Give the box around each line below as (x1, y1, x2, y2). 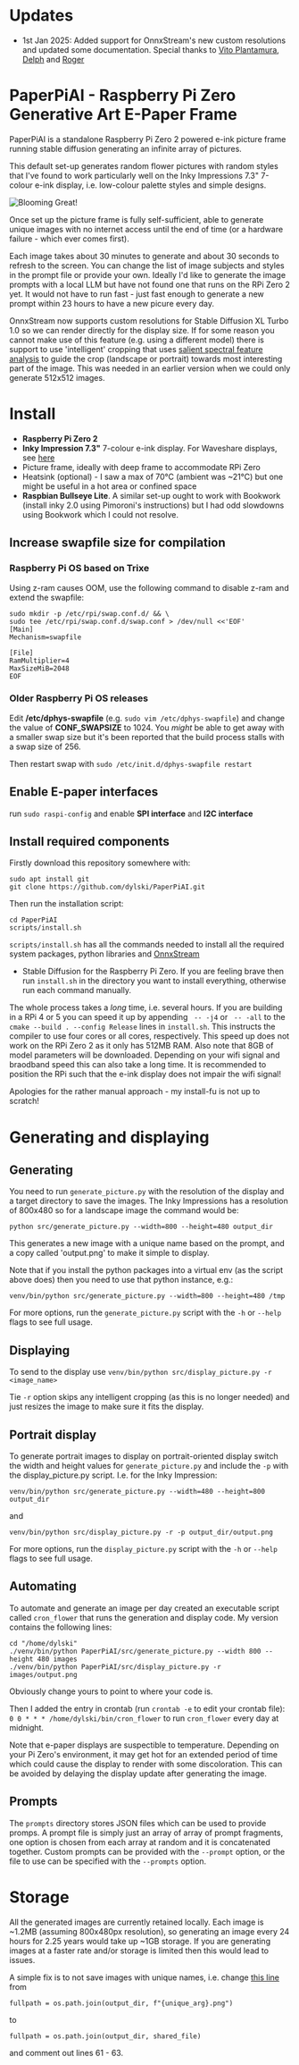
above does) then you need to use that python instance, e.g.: (9, 1275, 234, 1285)
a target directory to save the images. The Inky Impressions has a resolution (9, 1195, 288, 1207)
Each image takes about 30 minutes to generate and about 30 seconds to (9, 250, 279, 261)
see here (21, 452, 55, 463)
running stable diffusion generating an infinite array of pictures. (9, 143, 243, 154)
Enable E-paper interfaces (9, 784, 159, 800)
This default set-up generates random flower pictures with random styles (9, 160, 278, 171)
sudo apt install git (9, 875, 90, 884)
